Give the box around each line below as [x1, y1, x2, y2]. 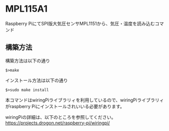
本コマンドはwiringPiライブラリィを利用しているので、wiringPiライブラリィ [5, 97, 164, 103]
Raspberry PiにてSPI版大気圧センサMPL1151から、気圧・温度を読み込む [5, 20, 155, 26]
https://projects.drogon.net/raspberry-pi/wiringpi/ [5, 120, 110, 126]
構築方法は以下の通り [5, 57, 50, 63]
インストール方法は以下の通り [5, 77, 68, 83]
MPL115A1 [5, 3, 47, 15]
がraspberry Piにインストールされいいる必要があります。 [5, 103, 125, 109]
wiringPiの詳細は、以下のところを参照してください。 [5, 114, 116, 120]
